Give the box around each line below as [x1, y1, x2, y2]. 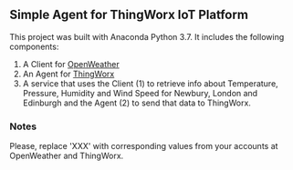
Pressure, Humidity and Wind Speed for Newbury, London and [22, 87, 258, 98]
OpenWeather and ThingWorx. [9, 150, 124, 162]
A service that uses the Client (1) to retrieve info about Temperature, [22, 77, 278, 89]
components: [9, 41, 59, 52]
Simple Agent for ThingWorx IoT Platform [9, 7, 249, 23]
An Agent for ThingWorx [22, 68, 115, 79]
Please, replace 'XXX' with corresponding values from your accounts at [9, 141, 278, 152]
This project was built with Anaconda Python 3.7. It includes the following [9, 31, 285, 42]
